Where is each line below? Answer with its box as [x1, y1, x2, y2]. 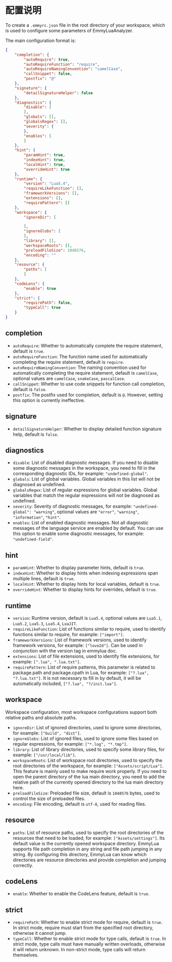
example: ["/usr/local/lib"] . [12, 751, 77, 758]
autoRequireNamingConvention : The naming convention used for [12, 364, 146, 371]
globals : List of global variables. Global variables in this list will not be [12, 476, 160, 482]
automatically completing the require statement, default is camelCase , [12, 369, 158, 376]
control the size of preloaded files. [12, 795, 86, 802]
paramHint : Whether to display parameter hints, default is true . [12, 565, 145, 571]
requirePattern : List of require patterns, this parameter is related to [12, 664, 156, 670]
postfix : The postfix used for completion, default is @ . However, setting [12, 392, 163, 398]
